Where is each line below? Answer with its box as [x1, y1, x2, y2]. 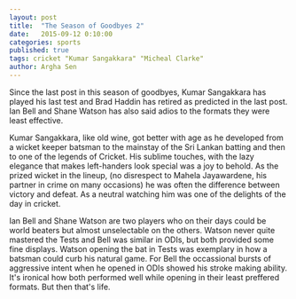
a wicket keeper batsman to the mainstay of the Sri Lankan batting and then [9, 141, 285, 152]
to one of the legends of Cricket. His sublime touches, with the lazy [9, 151, 254, 161]
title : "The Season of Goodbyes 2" [9, 21, 144, 30]
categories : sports [9, 37, 82, 47]
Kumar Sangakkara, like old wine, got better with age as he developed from [9, 132, 284, 143]
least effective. [9, 114, 64, 125]
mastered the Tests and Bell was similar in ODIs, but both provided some [9, 234, 275, 245]
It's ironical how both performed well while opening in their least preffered [9, 271, 280, 282]
